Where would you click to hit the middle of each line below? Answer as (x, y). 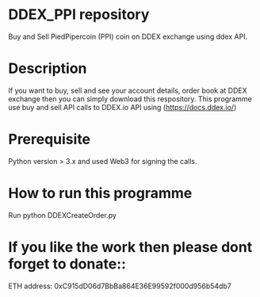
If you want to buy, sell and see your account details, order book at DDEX (128, 90)
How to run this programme (100, 193)
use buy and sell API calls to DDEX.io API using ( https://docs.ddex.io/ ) (122, 107)
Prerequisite (50, 139)
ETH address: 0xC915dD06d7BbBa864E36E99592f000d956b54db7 (120, 286)
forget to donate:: (67, 264)
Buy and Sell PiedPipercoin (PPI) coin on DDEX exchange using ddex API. (128, 36)
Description (48, 69)
